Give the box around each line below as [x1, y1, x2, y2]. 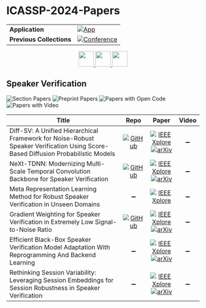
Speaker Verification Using [9, 142, 87, 150]
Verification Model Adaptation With [9, 243, 110, 252]
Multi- [86, 159, 105, 167]
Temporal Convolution [27, 167, 91, 175]
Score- [88, 142, 109, 150]
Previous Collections [9, 35, 72, 44]
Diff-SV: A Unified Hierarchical [9, 126, 99, 135]
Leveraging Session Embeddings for [9, 275, 114, 284]
